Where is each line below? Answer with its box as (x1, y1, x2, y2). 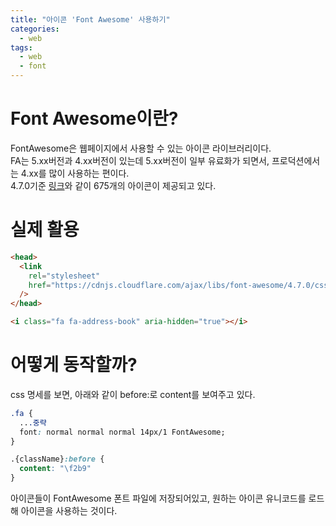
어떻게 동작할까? (10, 354, 138, 376)
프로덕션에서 (271, 154, 321, 166)
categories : (10, 24, 60, 34)
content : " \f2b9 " (19, 464, 92, 474)
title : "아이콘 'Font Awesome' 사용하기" (10, 14, 171, 25)
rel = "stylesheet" (28, 271, 101, 281)
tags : (10, 42, 33, 53)
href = (28, 280, 52, 290)
